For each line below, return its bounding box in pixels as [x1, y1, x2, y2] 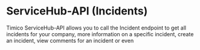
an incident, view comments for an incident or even [6, 37, 134, 44]
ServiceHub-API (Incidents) [6, 4, 148, 18]
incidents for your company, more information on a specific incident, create [6, 30, 194, 37]
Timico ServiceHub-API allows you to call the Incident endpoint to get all [6, 24, 186, 31]
